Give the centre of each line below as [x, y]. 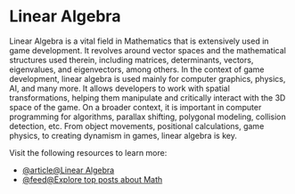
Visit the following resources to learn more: [88, 152]
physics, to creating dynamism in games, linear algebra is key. [123, 135]
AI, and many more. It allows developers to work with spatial [119, 88]
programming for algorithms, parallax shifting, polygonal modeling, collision [148, 117]
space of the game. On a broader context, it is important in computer [135, 107]
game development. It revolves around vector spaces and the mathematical [148, 50]
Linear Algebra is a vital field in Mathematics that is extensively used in [139, 41]
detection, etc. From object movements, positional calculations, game [137, 125]
